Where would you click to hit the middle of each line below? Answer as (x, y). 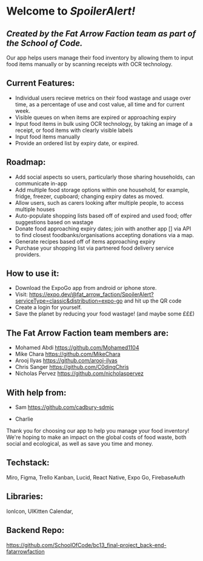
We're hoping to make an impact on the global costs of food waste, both (96, 437)
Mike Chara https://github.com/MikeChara (68, 354)
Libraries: (25, 497)
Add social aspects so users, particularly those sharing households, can (105, 177)
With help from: (36, 392)
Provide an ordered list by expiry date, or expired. (77, 143)
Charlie (24, 419)
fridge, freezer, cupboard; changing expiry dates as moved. (89, 196)
